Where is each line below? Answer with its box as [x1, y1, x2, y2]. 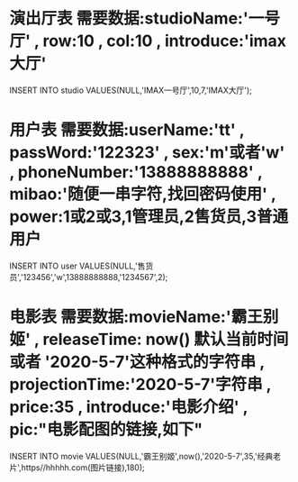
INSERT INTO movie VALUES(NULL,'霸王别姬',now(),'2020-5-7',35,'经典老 [9, 450, 282, 461]
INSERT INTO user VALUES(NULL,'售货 [9, 260, 154, 271]
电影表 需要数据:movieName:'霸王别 [9, 307, 279, 327]
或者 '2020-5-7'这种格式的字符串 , [9, 352, 265, 372]
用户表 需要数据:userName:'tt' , [9, 120, 245, 141]
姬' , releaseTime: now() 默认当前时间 [9, 330, 289, 350]
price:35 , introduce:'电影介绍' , [9, 397, 248, 417]
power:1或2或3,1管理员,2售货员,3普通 [9, 206, 289, 227]
